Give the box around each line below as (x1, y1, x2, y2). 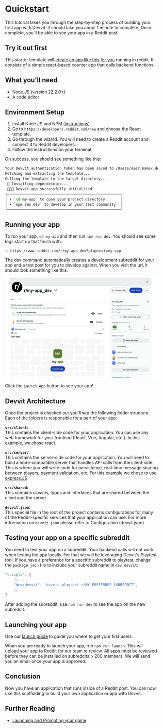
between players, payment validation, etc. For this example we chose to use (5, 470, 157, 476)
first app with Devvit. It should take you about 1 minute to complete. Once (5, 24, 152, 30)
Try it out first (5, 44, 48, 52)
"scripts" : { (5, 572, 32, 577)
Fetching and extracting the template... (5, 171, 90, 176)
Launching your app (5, 620, 67, 629)
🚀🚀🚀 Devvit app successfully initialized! (7, 186, 95, 191)
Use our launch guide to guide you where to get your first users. (5, 633, 133, 639)
